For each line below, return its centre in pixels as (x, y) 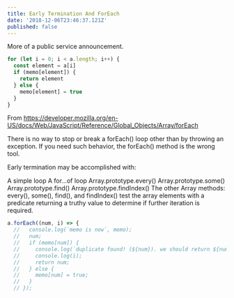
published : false (32, 27)
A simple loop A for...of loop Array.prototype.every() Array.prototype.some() (116, 181)
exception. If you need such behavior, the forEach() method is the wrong (111, 147)
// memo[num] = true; (51, 275)
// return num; (42, 262)
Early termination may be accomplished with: (72, 167)
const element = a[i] (45, 66)
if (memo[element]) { (45, 73)
